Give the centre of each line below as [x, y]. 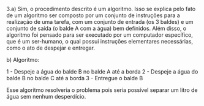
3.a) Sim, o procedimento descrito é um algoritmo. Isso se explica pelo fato [101, 9]
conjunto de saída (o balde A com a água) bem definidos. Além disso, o [96, 28]
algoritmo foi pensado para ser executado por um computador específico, [100, 35]
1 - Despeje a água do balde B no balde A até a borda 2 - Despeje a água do [102, 72]
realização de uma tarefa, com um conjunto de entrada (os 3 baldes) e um [100, 22]
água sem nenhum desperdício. [46, 97]
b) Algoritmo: [23, 60]
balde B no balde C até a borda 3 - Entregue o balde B [75, 78]
